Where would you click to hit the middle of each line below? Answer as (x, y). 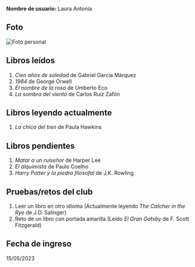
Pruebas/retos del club (49, 191)
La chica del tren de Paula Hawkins (58, 127)
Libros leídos (31, 61)
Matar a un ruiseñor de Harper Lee (58, 160)
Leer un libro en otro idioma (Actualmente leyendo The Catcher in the (100, 206)
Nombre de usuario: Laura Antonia (49, 9)
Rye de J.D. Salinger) (41, 213)
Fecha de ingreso (39, 244)
